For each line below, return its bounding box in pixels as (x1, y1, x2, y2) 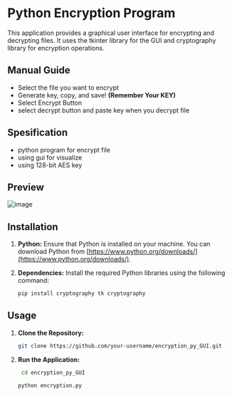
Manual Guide (7, 64, 71, 76)
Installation (7, 221, 58, 233)
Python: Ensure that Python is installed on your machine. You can (17, 240, 211, 249)
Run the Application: (17, 355, 80, 364)
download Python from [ (17, 247, 89, 256)
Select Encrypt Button (17, 98, 83, 107)
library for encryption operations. (7, 43, 105, 52)
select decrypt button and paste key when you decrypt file (17, 105, 190, 115)
